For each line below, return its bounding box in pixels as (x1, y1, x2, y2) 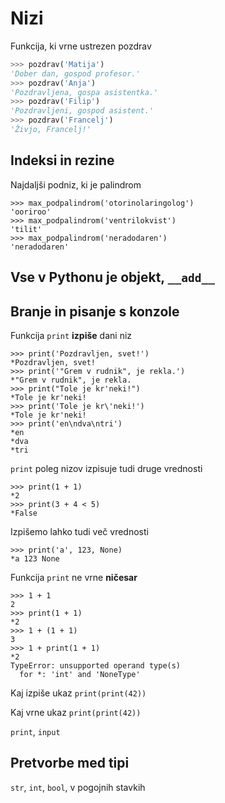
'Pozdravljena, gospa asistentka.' (10, 87, 159, 97)
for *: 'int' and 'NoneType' (19, 669, 141, 679)
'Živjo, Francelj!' (10, 125, 92, 135)
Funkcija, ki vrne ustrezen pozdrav (10, 40, 152, 52)
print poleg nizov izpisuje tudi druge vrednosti (10, 462, 203, 474)
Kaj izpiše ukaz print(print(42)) (10, 687, 147, 699)
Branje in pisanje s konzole (10, 303, 180, 320)
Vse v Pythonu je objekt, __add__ (10, 269, 215, 286)
